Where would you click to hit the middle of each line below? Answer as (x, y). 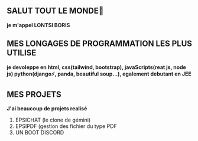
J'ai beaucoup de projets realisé (47, 109)
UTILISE (22, 53)
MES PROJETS (34, 95)
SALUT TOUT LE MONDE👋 (55, 11)
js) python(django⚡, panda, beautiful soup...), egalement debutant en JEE (99, 74)
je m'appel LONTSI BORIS (38, 25)
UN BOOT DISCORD (40, 133)
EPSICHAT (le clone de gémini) (53, 120)
